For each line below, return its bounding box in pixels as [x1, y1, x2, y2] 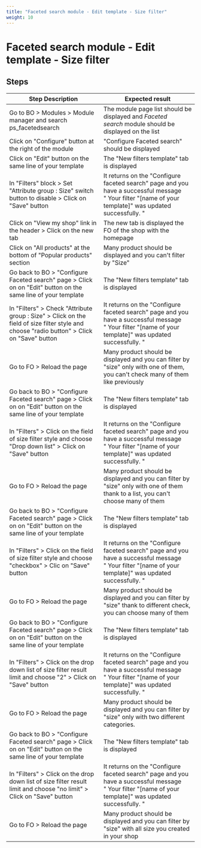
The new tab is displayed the [103, 218, 184, 227]
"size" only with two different [103, 712, 185, 721]
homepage [103, 233, 134, 242]
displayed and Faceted [103, 112, 167, 121]
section [9, 258, 31, 267]
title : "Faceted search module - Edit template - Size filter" [6, 8, 167, 15]
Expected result [124, 94, 171, 103]
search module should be [103, 119, 175, 128]
